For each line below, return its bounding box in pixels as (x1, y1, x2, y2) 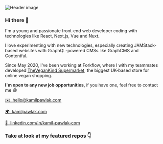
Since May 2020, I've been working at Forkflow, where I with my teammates (5, 62, 158, 68)
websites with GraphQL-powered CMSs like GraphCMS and (19, 48, 139, 54)
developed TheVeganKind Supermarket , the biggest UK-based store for (5, 67, 149, 73)
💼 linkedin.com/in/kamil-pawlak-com (5, 120, 80, 126)
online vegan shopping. (5, 73, 52, 79)
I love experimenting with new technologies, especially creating (5, 42, 133, 48)
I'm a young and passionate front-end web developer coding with (5, 28, 137, 34)
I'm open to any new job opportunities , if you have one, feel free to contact (5, 82, 158, 88)
